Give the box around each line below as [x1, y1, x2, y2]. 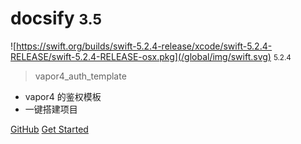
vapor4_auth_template [34, 70, 127, 82]
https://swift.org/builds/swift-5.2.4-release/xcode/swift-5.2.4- [16, 40, 273, 52]
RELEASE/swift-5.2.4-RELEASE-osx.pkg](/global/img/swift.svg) [10, 50, 272, 62]
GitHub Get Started [10, 123, 89, 135]
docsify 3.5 [10, 7, 102, 30]
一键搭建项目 [24, 103, 78, 115]
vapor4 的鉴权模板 [24, 90, 102, 102]
